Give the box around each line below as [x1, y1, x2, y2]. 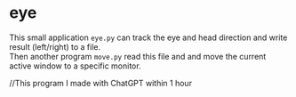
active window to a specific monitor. [9, 61, 141, 71]
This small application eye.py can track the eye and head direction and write [9, 32, 288, 43]
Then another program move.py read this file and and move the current [9, 51, 267, 61]
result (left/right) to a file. [9, 41, 100, 52]
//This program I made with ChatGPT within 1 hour [9, 77, 193, 88]
